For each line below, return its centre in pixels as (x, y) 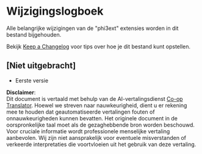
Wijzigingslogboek (55, 11)
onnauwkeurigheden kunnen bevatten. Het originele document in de (92, 118)
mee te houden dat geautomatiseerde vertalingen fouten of (81, 112)
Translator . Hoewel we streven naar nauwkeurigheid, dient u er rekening (97, 105)
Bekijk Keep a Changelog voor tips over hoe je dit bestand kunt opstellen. (99, 46)
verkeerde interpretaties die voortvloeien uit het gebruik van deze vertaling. (101, 144)
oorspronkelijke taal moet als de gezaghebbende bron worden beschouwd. (101, 125)
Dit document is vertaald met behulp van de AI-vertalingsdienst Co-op (95, 98)
